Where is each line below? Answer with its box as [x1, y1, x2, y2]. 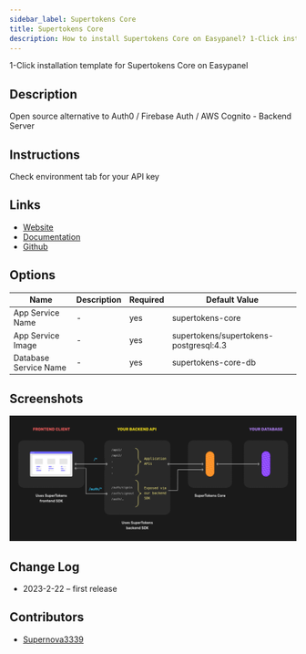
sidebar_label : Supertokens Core [9, 15, 137, 24]
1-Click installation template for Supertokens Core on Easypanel [9, 60, 249, 71]
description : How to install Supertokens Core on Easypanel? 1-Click [9, 34, 280, 43]
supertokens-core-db [171, 357, 257, 369]
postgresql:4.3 [171, 339, 228, 350]
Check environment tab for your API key [9, 171, 159, 182]
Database [13, 352, 50, 363]
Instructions [9, 147, 80, 162]
